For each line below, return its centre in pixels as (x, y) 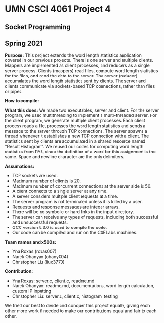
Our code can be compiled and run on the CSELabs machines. (75, 233)
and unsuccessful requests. (40, 222)
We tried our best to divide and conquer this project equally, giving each (78, 306)
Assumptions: (20, 166)
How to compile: (22, 101)
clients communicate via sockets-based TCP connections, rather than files (80, 86)
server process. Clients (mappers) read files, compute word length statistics (82, 71)
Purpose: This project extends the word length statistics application (73, 55)
